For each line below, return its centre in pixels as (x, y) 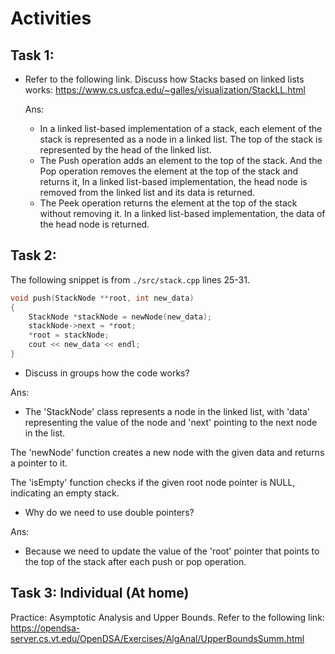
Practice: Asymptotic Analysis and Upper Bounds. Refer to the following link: (167, 617)
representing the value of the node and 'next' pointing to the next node (171, 422)
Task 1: (32, 55)
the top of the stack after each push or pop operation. (135, 561)
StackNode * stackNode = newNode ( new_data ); (120, 317)
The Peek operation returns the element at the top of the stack (168, 203)
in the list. (45, 433)
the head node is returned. (94, 224)
